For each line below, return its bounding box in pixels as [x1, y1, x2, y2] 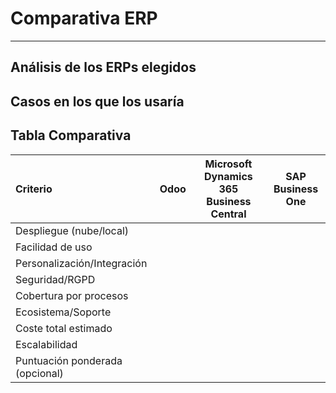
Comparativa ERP [10, 7, 158, 30]
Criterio [15, 182, 53, 196]
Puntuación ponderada [15, 353, 123, 367]
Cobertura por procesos [15, 288, 129, 302]
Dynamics [204, 169, 253, 183]
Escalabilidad [15, 337, 78, 351]
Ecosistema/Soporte [15, 305, 112, 319]
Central [210, 207, 247, 221]
